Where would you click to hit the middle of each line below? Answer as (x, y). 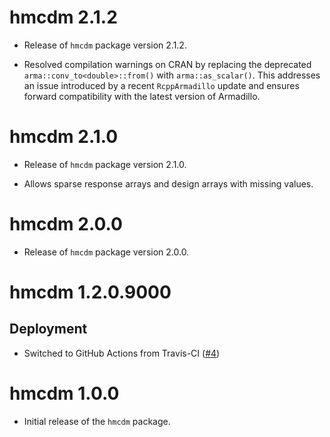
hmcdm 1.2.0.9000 (90, 292)
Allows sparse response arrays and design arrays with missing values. (168, 183)
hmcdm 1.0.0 (64, 393)
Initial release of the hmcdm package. (97, 421)
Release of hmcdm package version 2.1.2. (105, 45)
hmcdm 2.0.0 (66, 224)
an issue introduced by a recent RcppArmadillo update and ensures (161, 85)
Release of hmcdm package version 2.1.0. (105, 164)
